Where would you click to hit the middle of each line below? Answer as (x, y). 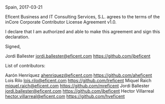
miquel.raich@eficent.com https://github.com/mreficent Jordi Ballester (77, 86)
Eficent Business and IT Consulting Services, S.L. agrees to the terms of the (82, 17)
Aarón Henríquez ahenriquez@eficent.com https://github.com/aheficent (79, 75)
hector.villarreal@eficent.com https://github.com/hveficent (65, 96)
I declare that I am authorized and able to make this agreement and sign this (82, 31)
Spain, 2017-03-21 (24, 7)
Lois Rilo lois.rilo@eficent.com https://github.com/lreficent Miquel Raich (79, 80)
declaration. (17, 37)
